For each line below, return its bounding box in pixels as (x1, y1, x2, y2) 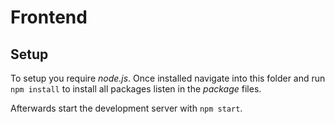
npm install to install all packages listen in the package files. (10, 83, 262, 95)
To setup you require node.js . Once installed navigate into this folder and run (10, 72, 326, 84)
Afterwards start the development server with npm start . (10, 102, 243, 114)
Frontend (10, 6, 88, 29)
